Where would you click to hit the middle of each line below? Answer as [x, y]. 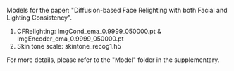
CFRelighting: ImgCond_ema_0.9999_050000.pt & [89, 31]
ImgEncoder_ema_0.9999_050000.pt [70, 39]
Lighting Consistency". [39, 18]
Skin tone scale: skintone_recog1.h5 [69, 46]
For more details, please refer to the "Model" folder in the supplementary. [113, 60]
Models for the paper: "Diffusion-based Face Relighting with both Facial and [117, 10]
